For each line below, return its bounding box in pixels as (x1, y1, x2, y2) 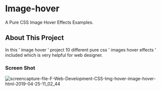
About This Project (5, 34, 64, 42)
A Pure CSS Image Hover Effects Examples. (5, 19, 94, 25)
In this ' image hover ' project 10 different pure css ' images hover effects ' (5, 46, 157, 52)
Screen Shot (5, 64, 36, 71)
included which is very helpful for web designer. (5, 52, 103, 58)
